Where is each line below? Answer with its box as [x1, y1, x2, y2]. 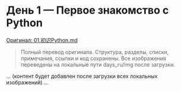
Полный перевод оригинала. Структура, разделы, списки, [20, 48, 169, 55]
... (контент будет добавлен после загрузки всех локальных [6, 72, 158, 80]
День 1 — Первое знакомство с [6, 4, 169, 17]
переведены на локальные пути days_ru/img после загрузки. [20, 61, 175, 68]
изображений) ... [6, 78, 49, 86]
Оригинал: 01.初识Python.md [6, 36, 78, 43]
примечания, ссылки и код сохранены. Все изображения [20, 55, 166, 62]
